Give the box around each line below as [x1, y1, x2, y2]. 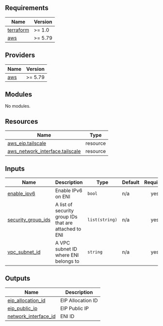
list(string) [87, 217, 118, 223]
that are [55, 219, 73, 226]
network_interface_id [7, 313, 56, 320]
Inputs [5, 164, 25, 173]
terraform [7, 26, 30, 33]
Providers [5, 51, 35, 59]
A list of [55, 201, 73, 208]
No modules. [5, 103, 31, 109]
